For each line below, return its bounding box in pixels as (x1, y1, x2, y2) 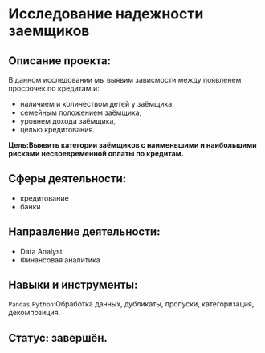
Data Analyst (19, 246, 63, 256)
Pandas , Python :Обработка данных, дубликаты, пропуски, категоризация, (8, 299, 255, 309)
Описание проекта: (8, 54, 111, 67)
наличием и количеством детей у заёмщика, (19, 99, 174, 108)
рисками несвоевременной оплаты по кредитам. (8, 149, 185, 158)
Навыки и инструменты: (8, 278, 138, 292)
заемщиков (8, 22, 90, 40)
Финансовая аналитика (19, 254, 100, 265)
